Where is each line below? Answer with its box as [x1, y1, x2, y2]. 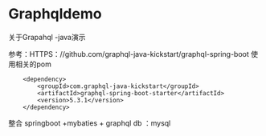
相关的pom [14, 59, 52, 69]
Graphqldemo [8, 5, 102, 23]
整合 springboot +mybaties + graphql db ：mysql [8, 118, 171, 128]
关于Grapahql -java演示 [8, 32, 86, 42]
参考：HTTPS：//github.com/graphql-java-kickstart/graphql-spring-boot [8, 49, 249, 58]
